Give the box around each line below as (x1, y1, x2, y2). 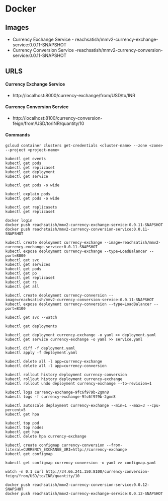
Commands (5, 132, 30, 138)
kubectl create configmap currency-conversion (5, 443, 105, 448)
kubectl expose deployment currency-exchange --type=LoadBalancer (5, 249, 147, 254)
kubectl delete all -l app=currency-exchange (5, 359, 102, 364)
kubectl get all (5, 284, 39, 289)
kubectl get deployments (5, 324, 57, 329)
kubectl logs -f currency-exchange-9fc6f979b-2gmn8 (5, 394, 116, 399)
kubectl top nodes (5, 425, 44, 430)
